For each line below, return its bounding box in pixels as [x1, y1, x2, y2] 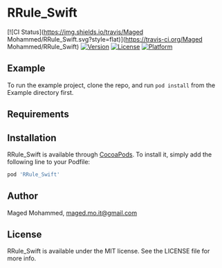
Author [7, 190, 38, 202]
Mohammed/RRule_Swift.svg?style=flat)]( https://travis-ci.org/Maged [7, 35, 203, 43]
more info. [7, 254, 37, 262]
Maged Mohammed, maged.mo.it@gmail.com [7, 208, 138, 217]
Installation [7, 132, 57, 143]
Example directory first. [7, 88, 74, 96]
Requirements [7, 109, 69, 120]
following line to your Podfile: [7, 157, 91, 166]
